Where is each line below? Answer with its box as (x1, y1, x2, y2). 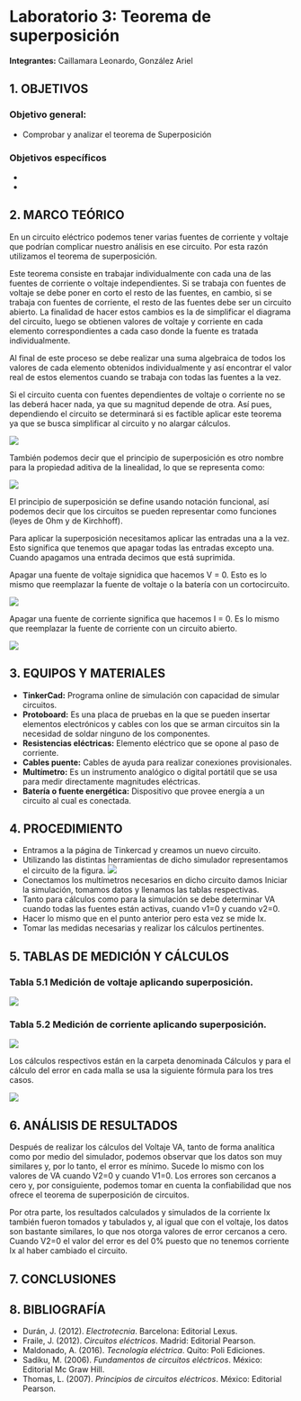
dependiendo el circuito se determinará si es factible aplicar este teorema (9, 408, 282, 419)
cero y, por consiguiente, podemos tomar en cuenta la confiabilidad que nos (9, 1180, 292, 1191)
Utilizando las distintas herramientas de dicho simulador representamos (22, 854, 289, 866)
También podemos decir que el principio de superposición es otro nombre (9, 452, 285, 463)
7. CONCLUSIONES (9, 1271, 117, 1287)
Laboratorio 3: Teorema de (9, 6, 211, 27)
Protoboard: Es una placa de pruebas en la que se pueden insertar (22, 709, 271, 720)
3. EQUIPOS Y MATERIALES (9, 666, 166, 681)
